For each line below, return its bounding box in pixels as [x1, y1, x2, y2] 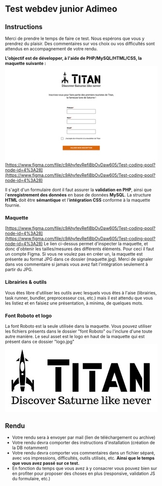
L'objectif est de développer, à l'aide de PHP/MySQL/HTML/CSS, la [5, 55, 142, 61]
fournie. [5, 202, 21, 208]
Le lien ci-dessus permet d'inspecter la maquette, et [44, 241, 148, 247]
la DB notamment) [12, 445, 48, 451]
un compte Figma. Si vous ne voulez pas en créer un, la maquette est [5, 251, 143, 257]
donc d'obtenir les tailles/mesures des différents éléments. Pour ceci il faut [5, 246, 154, 252]
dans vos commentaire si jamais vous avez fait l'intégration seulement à [5, 261, 148, 267]
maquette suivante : [5, 61, 46, 66]
